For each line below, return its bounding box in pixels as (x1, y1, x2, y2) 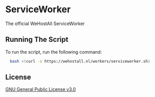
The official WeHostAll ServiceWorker (5, 20, 85, 27)
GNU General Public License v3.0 (5, 86, 76, 92)
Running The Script (5, 35, 68, 44)
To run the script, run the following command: (5, 48, 102, 55)
